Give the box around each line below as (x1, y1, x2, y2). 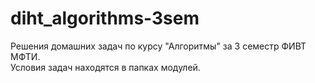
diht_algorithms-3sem (10, 7, 200, 30)
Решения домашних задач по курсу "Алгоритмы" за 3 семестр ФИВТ (10, 40, 307, 52)
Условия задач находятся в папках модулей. (10, 61, 201, 73)
